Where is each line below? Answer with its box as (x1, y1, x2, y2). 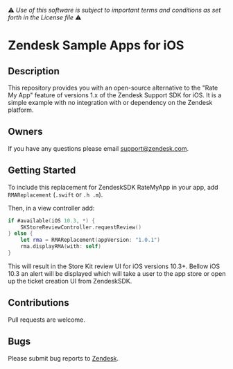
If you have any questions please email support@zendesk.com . (8, 144, 189, 152)
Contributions (8, 297, 69, 309)
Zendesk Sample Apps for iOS (8, 38, 184, 54)
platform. (8, 106, 34, 114)
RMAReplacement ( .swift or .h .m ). (8, 190, 103, 199)
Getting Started (8, 165, 76, 177)
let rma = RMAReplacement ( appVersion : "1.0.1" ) (20, 236, 160, 244)
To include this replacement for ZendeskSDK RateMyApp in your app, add (8, 183, 218, 191)
